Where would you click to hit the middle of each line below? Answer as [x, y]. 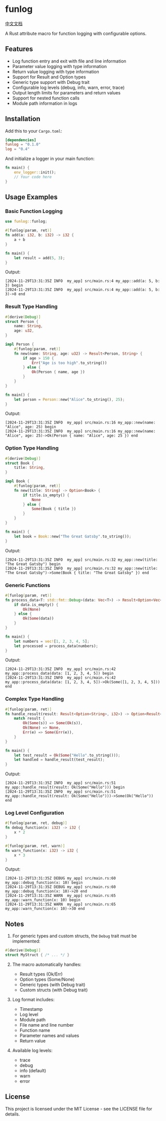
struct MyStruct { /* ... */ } [37, 955]
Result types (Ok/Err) [41, 974]
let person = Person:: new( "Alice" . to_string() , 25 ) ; [69, 399]
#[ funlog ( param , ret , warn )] [35, 846]
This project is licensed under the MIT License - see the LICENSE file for [79, 1109]
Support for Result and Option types [49, 77]
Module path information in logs [45, 103]
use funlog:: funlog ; [26, 222]
